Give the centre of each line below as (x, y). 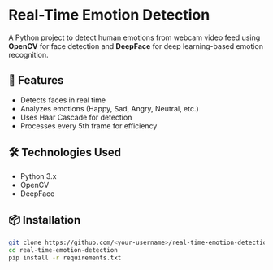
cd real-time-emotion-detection (63, 250)
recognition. (28, 54)
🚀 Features (36, 80)
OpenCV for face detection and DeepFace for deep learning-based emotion (136, 46)
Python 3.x (38, 176)
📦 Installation (45, 220)
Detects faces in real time (63, 100)
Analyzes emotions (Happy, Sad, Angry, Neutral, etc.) (109, 108)
